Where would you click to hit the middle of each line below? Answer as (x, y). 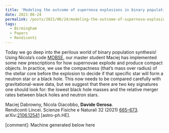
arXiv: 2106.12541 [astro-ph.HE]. (38, 115)
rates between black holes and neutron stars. (52, 95)
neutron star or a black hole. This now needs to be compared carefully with (83, 79)
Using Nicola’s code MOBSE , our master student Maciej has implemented (81, 57)
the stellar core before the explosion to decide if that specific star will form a (84, 73)
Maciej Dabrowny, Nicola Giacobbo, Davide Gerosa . (59, 104)
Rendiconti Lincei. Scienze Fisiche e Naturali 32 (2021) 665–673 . (72, 110)
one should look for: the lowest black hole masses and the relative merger (82, 89)
